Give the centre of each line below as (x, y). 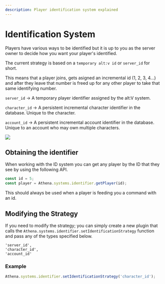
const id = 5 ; (20, 179)
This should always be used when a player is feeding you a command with (81, 193)
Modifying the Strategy (41, 214)
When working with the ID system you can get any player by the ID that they (82, 165)
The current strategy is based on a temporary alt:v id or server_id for (78, 63)
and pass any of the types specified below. (49, 236)
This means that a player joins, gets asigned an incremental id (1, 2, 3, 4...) (81, 78)
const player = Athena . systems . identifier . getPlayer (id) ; (66, 183)
